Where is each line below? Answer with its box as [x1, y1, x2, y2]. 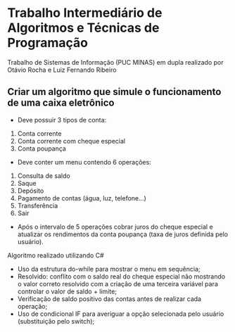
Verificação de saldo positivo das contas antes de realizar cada [17, 294, 202, 303]
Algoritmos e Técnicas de [7, 20, 160, 36]
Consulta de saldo [17, 171, 70, 180]
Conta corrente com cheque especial [17, 136, 125, 145]
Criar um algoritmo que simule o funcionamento [7, 86, 222, 98]
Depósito [17, 186, 44, 195]
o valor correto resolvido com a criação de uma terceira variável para [17, 279, 218, 288]
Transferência [17, 201, 58, 210]
